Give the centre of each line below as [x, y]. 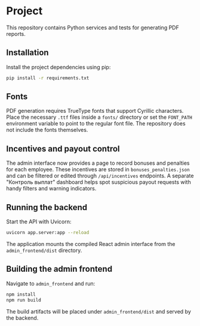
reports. [16, 33]
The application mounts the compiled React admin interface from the [91, 244]
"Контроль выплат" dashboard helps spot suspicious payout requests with [99, 182]
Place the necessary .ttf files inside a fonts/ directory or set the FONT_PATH [99, 117]
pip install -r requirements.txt [48, 78]
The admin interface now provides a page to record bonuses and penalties [98, 163]
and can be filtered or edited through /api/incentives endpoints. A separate [100, 176]
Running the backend [47, 207]
